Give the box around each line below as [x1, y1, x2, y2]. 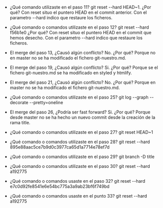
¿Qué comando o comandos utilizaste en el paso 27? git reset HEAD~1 [9, 129, 153, 135]
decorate [9, 100, 29, 105]
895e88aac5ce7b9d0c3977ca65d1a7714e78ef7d [9, 144, 110, 150]
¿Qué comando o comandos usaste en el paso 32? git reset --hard [9, 178, 146, 184]
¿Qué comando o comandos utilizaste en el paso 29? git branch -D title [9, 154, 155, 159]
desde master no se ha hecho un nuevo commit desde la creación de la [9, 114, 156, 120]
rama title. [9, 120, 31, 125]
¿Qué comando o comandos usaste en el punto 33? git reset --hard [9, 193, 147, 199]
